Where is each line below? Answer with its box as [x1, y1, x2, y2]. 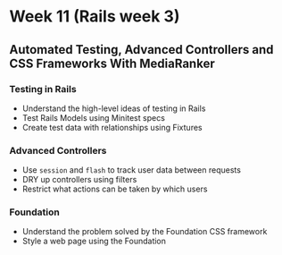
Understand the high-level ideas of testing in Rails [21, 103, 206, 114]
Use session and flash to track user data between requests [21, 165, 241, 175]
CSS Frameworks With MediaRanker [9, 55, 216, 71]
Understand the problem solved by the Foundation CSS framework [21, 226, 268, 237]
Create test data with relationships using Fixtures [21, 122, 203, 132]
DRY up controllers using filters [21, 174, 137, 185]
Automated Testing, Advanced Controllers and [9, 42, 274, 57]
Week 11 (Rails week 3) [9, 6, 180, 27]
